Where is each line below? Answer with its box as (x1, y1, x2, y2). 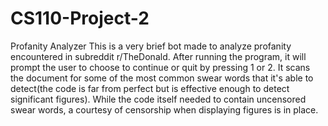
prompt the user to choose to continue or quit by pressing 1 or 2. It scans (10, 61, 311, 73)
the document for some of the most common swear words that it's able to (10, 72, 314, 84)
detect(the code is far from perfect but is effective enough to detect (10, 82, 290, 94)
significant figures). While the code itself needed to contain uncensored (10, 93, 307, 105)
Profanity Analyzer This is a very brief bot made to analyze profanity (10, 40, 292, 52)
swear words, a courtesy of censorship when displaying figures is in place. (10, 103, 319, 116)
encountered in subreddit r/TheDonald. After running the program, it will (10, 50, 307, 62)
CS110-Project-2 (10, 7, 150, 30)
